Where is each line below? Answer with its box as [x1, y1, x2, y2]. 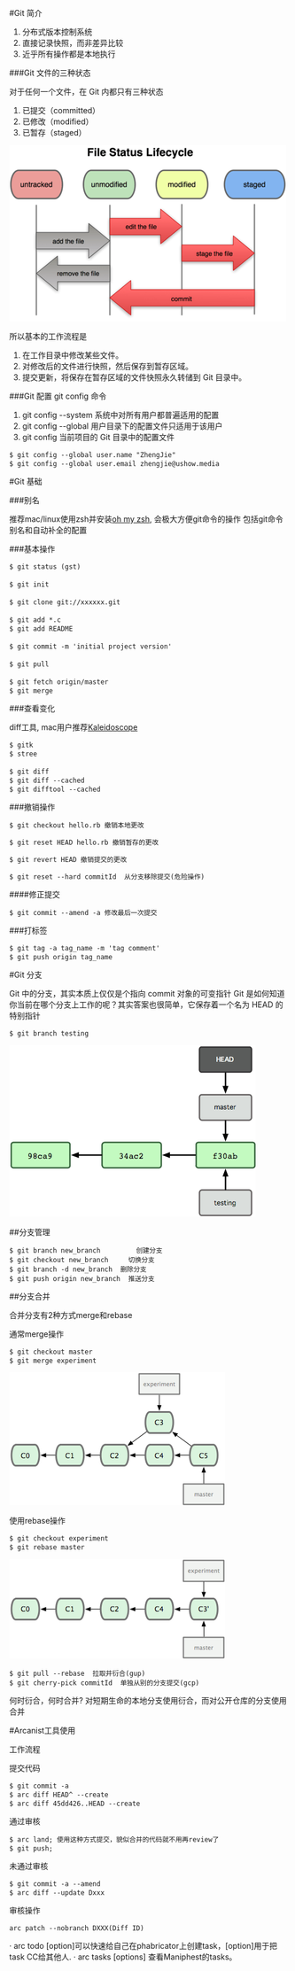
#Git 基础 [9, 477, 43, 486]
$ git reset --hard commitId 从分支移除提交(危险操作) [9, 873, 206, 881]
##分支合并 [9, 1292, 50, 1301]
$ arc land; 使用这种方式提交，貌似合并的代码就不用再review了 [9, 1835, 220, 1844]
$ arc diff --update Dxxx [9, 1889, 105, 1897]
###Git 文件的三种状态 [9, 67, 91, 78]
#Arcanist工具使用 [9, 1726, 76, 1735]
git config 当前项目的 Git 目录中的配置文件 [21, 432, 175, 442]
